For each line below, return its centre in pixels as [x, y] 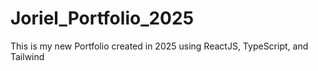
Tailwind [27, 56]
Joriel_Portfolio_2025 [102, 18]
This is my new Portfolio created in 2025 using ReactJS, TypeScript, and [159, 46]
